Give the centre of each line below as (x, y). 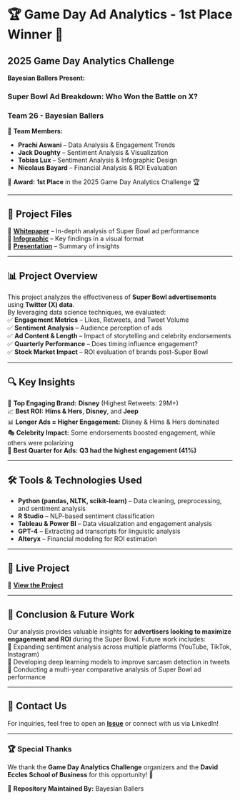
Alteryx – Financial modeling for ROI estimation (87, 539)
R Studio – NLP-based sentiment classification (86, 516)
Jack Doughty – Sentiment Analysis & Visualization (93, 153)
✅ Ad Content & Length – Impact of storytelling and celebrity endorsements (119, 335)
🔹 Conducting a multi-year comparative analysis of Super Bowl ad (104, 669)
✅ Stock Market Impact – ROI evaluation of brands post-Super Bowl (108, 352)
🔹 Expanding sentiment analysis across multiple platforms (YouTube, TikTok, (120, 647)
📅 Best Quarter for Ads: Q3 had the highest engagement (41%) (102, 450)
